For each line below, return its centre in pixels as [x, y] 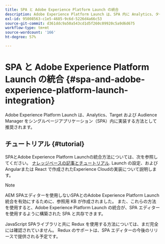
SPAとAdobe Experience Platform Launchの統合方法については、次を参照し [82, 157]
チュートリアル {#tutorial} [45, 144]
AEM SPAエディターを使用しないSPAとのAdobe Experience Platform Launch [82, 195]
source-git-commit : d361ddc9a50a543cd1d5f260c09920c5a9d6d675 [70, 23]
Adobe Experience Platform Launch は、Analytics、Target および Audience [81, 115]
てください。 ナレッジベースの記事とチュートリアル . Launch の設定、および [82, 163]
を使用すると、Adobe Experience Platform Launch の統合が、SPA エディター [82, 207]
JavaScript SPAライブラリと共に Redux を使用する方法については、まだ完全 [82, 224]
